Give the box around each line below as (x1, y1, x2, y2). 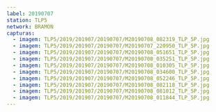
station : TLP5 (6, 17, 48, 24)
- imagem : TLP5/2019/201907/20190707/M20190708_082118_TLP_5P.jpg (13, 81, 210, 88)
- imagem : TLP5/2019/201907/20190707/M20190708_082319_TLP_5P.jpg (13, 36, 210, 43)
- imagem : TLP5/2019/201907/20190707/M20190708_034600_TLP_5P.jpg (13, 68, 210, 75)
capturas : (6, 29, 36, 37)
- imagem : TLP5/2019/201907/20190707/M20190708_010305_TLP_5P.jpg (13, 62, 210, 69)
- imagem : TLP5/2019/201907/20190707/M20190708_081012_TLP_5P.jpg (13, 88, 210, 95)
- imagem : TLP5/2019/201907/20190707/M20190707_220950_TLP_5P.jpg (13, 42, 210, 49)
